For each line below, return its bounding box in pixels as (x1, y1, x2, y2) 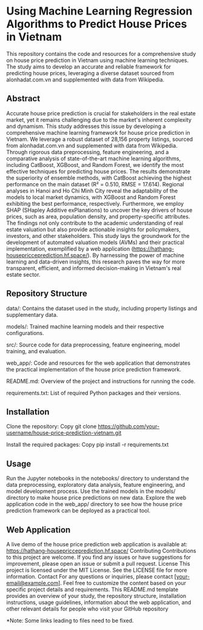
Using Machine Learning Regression (6, 4, 193, 18)
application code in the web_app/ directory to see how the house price (6, 501, 183, 508)
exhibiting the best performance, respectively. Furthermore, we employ (6, 200, 184, 207)
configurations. (6, 329, 44, 336)
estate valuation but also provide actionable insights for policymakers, (6, 226, 181, 233)
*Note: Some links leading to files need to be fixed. (6, 617, 135, 624)
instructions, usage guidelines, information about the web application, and (6, 599, 191, 606)
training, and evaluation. (6, 347, 67, 354)
